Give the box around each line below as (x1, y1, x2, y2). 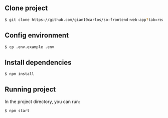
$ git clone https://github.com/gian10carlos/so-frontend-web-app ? (5, 17, 149, 22)
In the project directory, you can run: (5, 98, 80, 104)
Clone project (5, 4, 48, 12)
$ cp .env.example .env (5, 44, 55, 49)
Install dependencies (5, 58, 72, 66)
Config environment (5, 31, 69, 39)
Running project (5, 85, 56, 94)
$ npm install (5, 71, 35, 76)
